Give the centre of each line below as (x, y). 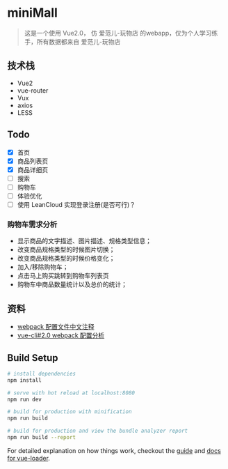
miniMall (32, 13)
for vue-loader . (29, 458)
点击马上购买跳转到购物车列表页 (63, 276)
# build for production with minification (70, 412)
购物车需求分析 (32, 224)
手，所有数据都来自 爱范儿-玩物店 (72, 41)
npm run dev (24, 399)
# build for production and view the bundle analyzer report (98, 431)
